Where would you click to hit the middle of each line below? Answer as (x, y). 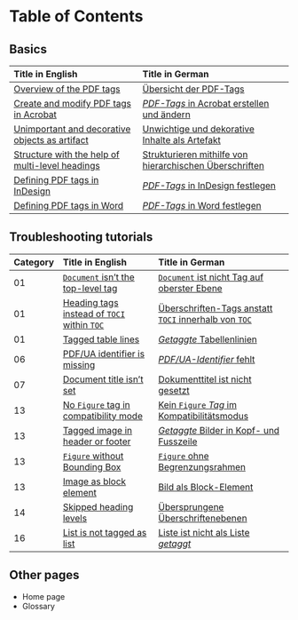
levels (74, 518)
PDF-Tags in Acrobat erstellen (206, 103)
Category (34, 262)
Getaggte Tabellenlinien (208, 339)
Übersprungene (191, 506)
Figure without (93, 456)
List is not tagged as (105, 532)
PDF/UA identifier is (103, 354)
